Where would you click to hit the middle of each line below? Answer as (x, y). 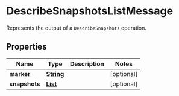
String (55, 74)
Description (87, 63)
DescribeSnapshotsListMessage (90, 11)
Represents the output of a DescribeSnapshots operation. (76, 28)
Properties (27, 47)
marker (20, 74)
